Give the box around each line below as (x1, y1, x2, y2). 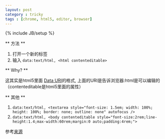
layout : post (5, 7, 32, 12)
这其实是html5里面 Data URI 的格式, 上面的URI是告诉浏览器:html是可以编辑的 (5, 78, 161, 84)
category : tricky (5, 12, 43, 17)
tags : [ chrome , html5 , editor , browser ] (5, 16, 92, 21)
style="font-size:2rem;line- (96, 115, 158, 120)
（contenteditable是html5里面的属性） (5, 84, 83, 90)
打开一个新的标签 (12, 51, 48, 57)
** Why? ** (5, 67, 28, 73)
